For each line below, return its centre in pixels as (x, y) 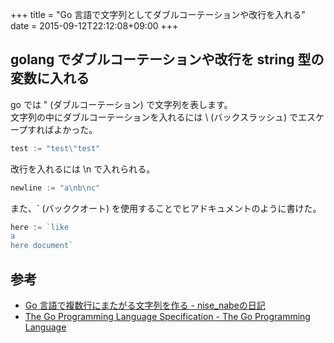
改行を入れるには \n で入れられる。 (83, 169)
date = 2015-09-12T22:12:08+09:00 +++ (94, 26)
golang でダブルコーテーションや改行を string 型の (167, 59)
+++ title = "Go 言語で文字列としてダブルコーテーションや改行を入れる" (158, 14)
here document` (42, 246)
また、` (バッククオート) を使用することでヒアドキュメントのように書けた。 (166, 208)
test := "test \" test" (55, 148)
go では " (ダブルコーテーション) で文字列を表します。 (121, 104)
